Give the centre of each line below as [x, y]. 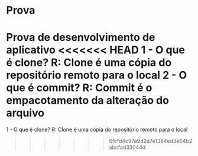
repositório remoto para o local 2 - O [97, 75]
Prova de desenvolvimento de [81, 38]
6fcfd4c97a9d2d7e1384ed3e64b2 [151, 141]
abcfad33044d [127, 147]
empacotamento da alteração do [88, 101]
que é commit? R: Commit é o [79, 88]
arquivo [25, 113]
